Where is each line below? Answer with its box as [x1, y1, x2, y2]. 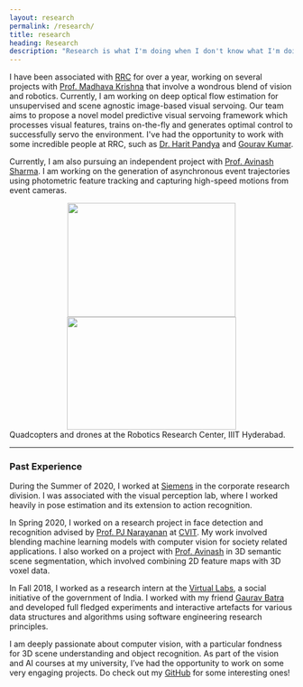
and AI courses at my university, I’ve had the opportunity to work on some [9, 658, 284, 669]
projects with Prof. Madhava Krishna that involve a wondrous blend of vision [9, 81, 292, 92]
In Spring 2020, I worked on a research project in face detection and [9, 517, 263, 528]
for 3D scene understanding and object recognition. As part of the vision [9, 648, 280, 659]
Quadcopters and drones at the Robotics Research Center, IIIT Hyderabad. [9, 430, 286, 441]
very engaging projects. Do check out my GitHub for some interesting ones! [9, 667, 290, 678]
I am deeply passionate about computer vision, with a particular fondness [9, 638, 282, 650]
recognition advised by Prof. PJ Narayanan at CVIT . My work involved [9, 527, 268, 538]
